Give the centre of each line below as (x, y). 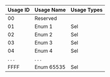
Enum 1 (43, 26)
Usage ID (19, 10)
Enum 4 (43, 51)
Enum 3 (43, 43)
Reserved (46, 18)
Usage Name (50, 10)
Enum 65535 (50, 67)
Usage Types (87, 10)
